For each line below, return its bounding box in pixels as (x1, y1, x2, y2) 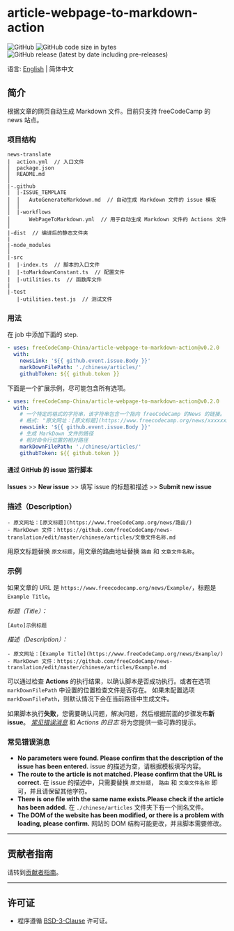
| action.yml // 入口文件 (7, 158, 85, 165)
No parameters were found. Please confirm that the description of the (17, 754, 224, 762)
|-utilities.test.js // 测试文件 (16, 296, 113, 303)
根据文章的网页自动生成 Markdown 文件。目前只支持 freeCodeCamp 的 (7, 107, 211, 115)
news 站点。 (7, 115, 43, 124)
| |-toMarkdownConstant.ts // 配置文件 (7, 269, 125, 276)
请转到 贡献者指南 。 (7, 867, 63, 877)
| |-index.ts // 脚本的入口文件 (7, 262, 100, 269)
